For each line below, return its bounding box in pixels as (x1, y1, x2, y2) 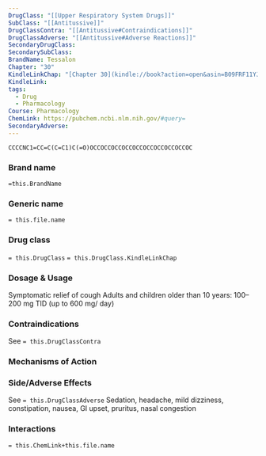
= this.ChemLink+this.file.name (8, 441, 115, 450)
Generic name (8, 198, 63, 209)
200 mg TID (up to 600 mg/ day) (8, 298, 115, 308)
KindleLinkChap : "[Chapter (8, 70, 97, 78)
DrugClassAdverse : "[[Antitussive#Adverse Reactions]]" (8, 33, 196, 42)
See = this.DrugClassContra (8, 336, 101, 346)
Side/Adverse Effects (8, 378, 93, 389)
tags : (8, 85, 26, 93)
